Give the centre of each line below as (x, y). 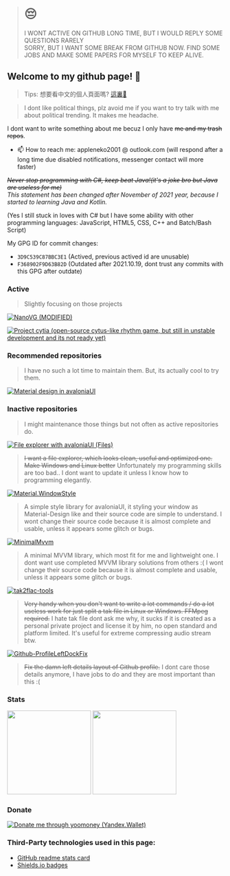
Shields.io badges (42, 865)
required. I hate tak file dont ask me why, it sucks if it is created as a (120, 618)
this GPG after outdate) (49, 271)
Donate (20, 809)
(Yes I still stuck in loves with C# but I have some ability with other (100, 215)
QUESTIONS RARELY (54, 40)
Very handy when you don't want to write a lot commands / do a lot (119, 604)
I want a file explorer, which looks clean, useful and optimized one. (118, 458)
